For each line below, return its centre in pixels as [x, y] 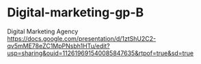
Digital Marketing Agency [43, 31]
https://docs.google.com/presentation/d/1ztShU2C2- [81, 38]
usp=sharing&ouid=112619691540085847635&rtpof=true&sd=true [100, 53]
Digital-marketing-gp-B [76, 13]
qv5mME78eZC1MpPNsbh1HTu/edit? [59, 46]
